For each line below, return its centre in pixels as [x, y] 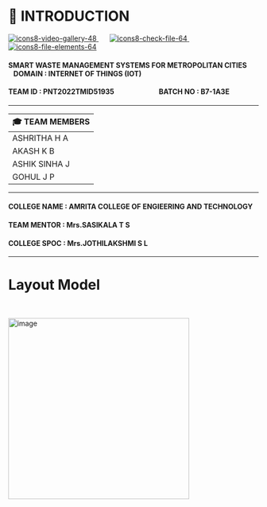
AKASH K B [33, 150]
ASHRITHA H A [41, 138]
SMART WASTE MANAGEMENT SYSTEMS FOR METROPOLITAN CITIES [128, 65]
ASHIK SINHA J [41, 164]
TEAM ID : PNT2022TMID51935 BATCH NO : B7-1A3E [119, 92]
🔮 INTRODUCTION [69, 16]
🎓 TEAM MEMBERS [51, 121]
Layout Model [54, 285]
